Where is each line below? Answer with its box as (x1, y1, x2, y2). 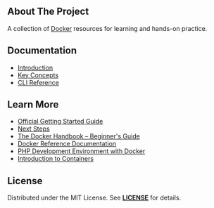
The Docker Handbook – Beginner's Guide (17, 132, 141, 141)
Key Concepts (17, 70, 58, 79)
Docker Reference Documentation (17, 140, 117, 148)
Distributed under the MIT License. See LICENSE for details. (7, 193, 182, 202)
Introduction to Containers (17, 155, 94, 163)
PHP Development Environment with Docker (17, 147, 146, 155)
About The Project (7, 6, 89, 18)
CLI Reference (17, 78, 60, 86)
